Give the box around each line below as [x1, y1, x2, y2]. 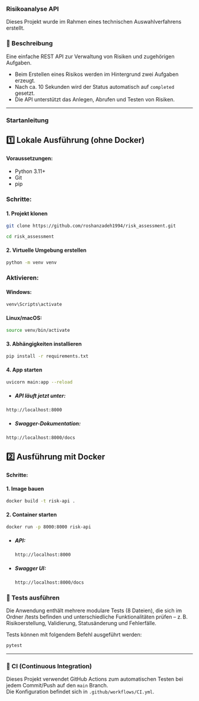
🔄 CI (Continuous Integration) [6, 662, 92, 670]
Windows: [6, 288, 32, 295]
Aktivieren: [6, 273, 39, 281]
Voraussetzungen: [6, 155, 53, 162]
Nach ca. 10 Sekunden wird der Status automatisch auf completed [14, 83, 175, 90]
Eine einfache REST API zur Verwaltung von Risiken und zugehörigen [6, 53, 175, 60]
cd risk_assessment [6, 233, 54, 240]
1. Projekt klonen [6, 210, 48, 217]
